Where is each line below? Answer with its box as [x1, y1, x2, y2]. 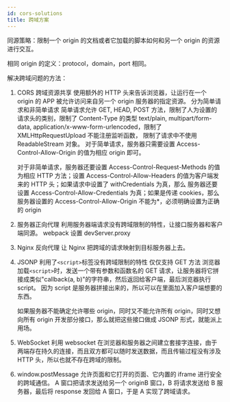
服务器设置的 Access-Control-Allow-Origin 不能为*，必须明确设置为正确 [16, 197, 220, 205]
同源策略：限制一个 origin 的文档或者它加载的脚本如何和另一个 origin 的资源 [7, 36, 220, 45]
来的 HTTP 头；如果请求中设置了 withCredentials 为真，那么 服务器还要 [16, 179, 218, 188]
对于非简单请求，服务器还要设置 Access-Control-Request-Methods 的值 [16, 162, 220, 171]
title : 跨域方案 [7, 16, 49, 23]
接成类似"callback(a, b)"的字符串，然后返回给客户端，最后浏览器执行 [16, 275, 212, 283]
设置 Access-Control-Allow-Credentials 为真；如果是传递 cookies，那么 [16, 188, 220, 197]
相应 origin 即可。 [95, 148, 145, 156]
